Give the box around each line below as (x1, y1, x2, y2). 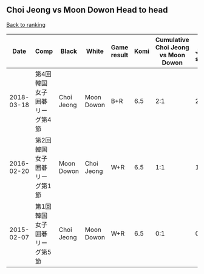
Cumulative (155, 35, 189, 44)
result (110, 51, 129, 59)
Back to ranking (6, 21, 46, 28)
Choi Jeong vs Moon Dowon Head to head (6, 5, 168, 15)
